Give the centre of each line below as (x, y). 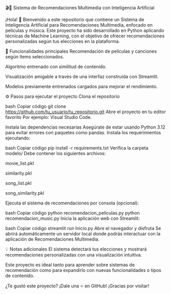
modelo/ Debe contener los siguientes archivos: (56, 153)
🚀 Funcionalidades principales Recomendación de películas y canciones (81, 51)
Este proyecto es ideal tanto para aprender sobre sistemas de (70, 265)
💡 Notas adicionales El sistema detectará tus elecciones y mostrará (76, 249)
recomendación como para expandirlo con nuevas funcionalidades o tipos (83, 270)
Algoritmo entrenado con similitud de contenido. (56, 67)
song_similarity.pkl (25, 193)
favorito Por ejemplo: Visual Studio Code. (48, 117)
